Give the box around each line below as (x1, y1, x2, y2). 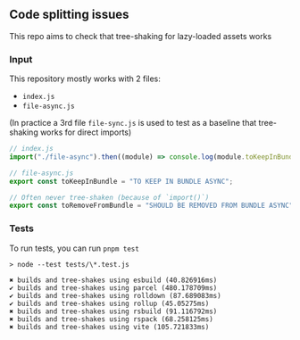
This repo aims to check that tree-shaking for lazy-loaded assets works (9, 30, 272, 41)
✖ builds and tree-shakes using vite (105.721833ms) (9, 322, 210, 331)
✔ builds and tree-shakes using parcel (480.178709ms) (9, 283, 218, 293)
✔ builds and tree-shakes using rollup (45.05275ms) (9, 299, 210, 308)
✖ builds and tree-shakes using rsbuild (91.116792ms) (9, 307, 218, 316)
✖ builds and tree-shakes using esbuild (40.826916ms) (9, 276, 218, 285)
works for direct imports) (39, 127, 132, 137)
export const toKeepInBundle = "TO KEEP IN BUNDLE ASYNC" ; (9, 177, 234, 186)
